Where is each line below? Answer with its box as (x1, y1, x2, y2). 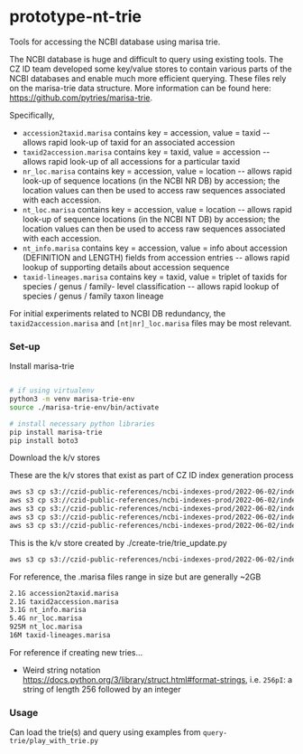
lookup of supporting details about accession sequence (22, 261, 230, 272)
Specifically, (9, 109, 55, 120)
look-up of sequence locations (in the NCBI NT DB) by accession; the (22, 213, 280, 224)
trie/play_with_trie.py (9, 737, 99, 746)
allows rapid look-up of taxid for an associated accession (22, 137, 235, 147)
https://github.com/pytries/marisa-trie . (9, 92, 153, 103)
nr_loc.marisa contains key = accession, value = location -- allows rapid (22, 165, 293, 176)
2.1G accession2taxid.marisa (9, 589, 119, 598)
